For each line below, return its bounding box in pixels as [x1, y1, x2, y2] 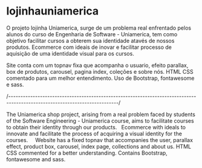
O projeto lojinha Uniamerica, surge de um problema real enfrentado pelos [6, 24, 192, 31]
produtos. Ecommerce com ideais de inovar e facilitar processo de [6, 44, 172, 51]
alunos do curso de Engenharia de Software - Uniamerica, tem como [6, 30, 178, 37]
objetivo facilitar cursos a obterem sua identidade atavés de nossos [6, 37, 175, 44]
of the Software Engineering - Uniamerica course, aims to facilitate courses [6, 117, 195, 124]
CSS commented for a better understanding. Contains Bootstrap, [6, 149, 168, 157]
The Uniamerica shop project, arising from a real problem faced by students [6, 111, 195, 118]
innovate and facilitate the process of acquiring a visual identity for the [6, 130, 183, 137]
